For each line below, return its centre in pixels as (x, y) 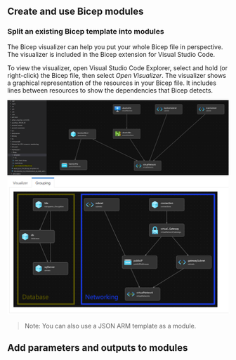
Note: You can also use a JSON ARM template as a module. (110, 326)
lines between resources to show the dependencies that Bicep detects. (110, 90)
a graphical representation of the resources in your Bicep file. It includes (112, 83)
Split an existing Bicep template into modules (86, 32)
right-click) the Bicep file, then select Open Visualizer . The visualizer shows (117, 75)
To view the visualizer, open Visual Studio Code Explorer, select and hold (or (118, 68)
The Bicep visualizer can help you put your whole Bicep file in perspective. (115, 47)
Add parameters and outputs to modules (98, 348)
